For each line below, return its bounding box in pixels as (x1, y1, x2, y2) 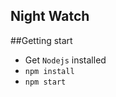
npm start (24, 77, 67, 87)
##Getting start (10, 34, 73, 46)
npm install (24, 66, 75, 76)
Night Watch (10, 8, 90, 25)
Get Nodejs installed (24, 54, 107, 66)
